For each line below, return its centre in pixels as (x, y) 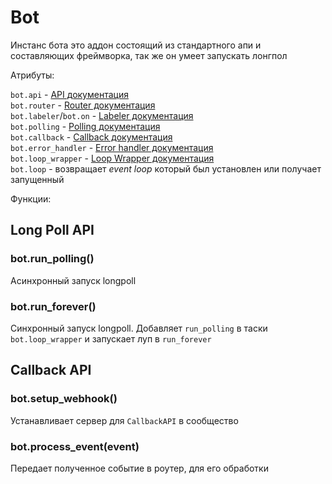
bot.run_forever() (53, 306)
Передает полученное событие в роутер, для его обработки (139, 468)
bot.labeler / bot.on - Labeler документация (102, 115)
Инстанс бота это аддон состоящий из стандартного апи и (136, 45)
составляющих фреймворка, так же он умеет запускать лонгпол (149, 55)
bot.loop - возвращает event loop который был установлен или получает (166, 168)
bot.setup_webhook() (64, 399)
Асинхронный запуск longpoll (73, 280)
